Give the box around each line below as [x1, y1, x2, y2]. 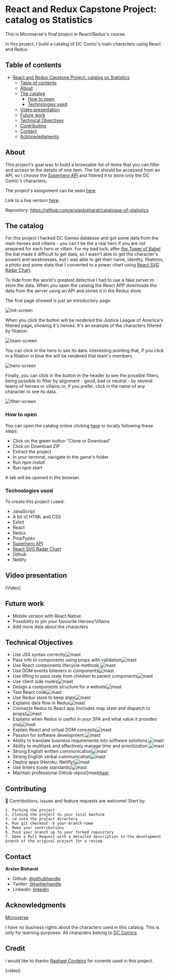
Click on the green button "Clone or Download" [12, 437, 111, 443]
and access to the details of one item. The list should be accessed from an [5, 167, 160, 173]
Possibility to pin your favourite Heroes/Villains [12, 618, 110, 624]
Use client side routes [12, 679, 58, 685]
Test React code [12, 689, 47, 695]
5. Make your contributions [5, 825, 65, 830]
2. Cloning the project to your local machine [5, 812, 105, 817]
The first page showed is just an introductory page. [5, 297, 112, 304]
